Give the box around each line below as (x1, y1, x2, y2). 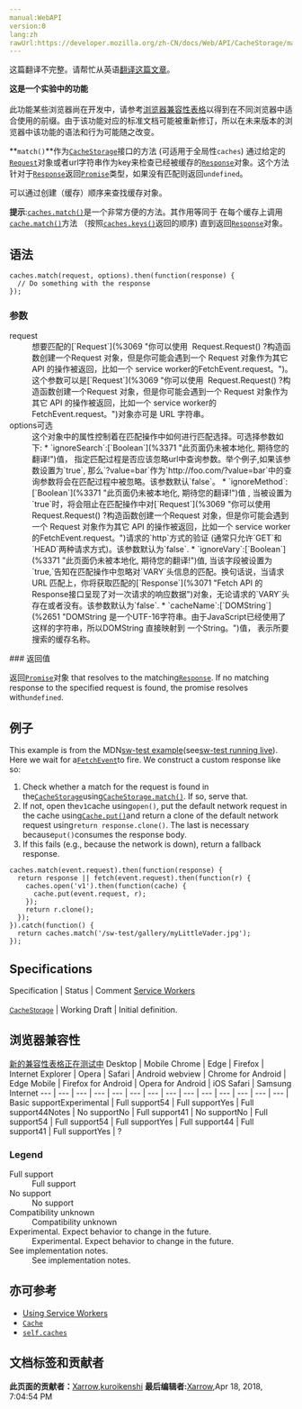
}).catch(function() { (9, 921, 94, 931)
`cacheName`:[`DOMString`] (167, 600, 271, 611)
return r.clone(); (25, 905, 94, 914)
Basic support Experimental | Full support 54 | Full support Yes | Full (9, 1096, 254, 1108)
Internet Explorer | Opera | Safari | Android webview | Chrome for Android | (9, 1068, 287, 1079)
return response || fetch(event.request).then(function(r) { (17, 874, 252, 883)
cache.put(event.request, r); (32, 889, 147, 899)
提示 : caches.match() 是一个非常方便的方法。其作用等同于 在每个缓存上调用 (9, 206, 283, 217)
